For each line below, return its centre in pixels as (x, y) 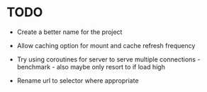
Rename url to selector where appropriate (78, 80)
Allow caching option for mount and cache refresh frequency (106, 45)
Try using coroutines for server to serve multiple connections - (108, 59)
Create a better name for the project (69, 32)
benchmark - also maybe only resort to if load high (91, 67)
